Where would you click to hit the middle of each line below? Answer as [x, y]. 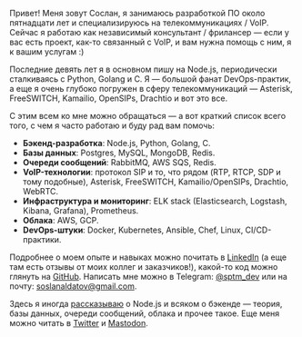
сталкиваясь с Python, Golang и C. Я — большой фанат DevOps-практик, [151, 79]
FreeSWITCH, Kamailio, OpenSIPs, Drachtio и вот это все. [119, 98]
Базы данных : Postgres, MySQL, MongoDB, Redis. [119, 153]
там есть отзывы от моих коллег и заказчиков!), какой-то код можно [144, 267]
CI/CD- [258, 230]
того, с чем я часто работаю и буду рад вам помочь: [112, 125]
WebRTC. [40, 191]
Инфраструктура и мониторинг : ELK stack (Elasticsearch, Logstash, [155, 201]
